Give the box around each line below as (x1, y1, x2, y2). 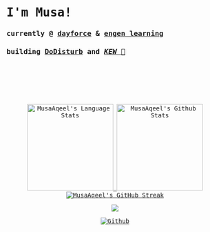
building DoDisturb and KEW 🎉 (6, 47, 125, 57)
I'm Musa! (6, 5, 72, 20)
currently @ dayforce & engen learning (6, 29, 164, 39)
